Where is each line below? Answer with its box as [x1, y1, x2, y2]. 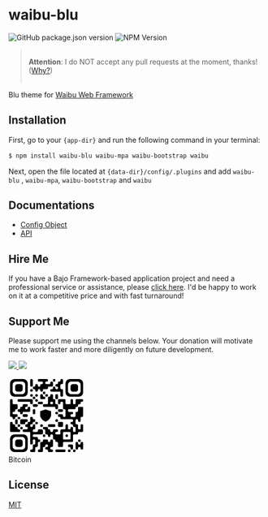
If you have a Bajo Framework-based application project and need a [8, 274, 236, 283]
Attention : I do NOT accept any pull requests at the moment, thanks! [28, 57, 258, 67]
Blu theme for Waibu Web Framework [8, 89, 134, 99]
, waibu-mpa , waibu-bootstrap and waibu [21, 174, 152, 184]
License [8, 478, 50, 492]
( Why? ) [28, 65, 53, 75]
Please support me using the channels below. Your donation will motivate [8, 336, 253, 346]
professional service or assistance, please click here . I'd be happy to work [8, 282, 257, 292]
